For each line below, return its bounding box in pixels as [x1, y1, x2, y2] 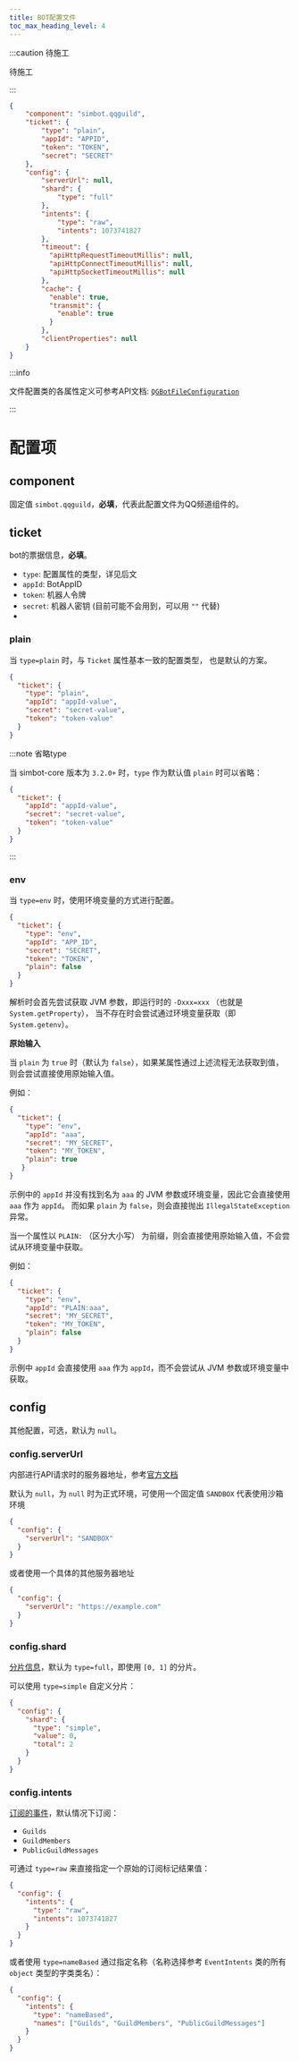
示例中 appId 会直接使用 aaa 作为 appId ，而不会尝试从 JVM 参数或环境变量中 [9, 1362, 289, 1373]
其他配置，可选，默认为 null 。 [9, 1425, 122, 1435]
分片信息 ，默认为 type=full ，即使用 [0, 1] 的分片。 [9, 1661, 202, 1672]
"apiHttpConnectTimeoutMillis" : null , [48, 260, 194, 268]
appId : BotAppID [21, 579, 83, 590]
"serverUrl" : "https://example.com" [25, 1603, 162, 1612]
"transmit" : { [48, 301, 102, 310]
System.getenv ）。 [9, 1019, 74, 1030]
